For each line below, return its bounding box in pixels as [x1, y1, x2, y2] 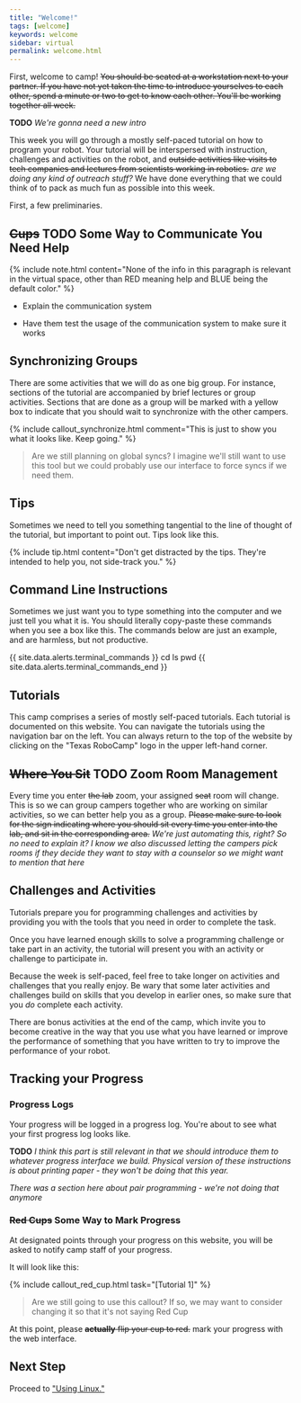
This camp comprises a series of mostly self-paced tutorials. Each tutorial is [9, 711, 291, 722]
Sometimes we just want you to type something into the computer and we [9, 606, 282, 617]
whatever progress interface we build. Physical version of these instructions [9, 1155, 292, 1166]
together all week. [9, 100, 76, 111]
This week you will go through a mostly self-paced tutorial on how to [9, 135, 263, 146]
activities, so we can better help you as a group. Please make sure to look [9, 809, 282, 819]
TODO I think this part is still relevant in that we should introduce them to [9, 1146, 279, 1157]
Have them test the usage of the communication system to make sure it [22, 317, 287, 328]
